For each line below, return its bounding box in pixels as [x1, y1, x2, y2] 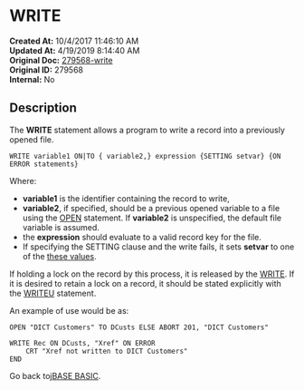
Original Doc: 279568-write [9, 54, 113, 65]
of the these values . [22, 250, 97, 261]
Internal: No [9, 73, 55, 84]
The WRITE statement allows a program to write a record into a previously [9, 124, 285, 135]
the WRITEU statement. [9, 288, 97, 298]
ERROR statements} [9, 160, 79, 169]
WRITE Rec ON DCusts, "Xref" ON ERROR [9, 338, 156, 347]
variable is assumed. [22, 221, 100, 232]
